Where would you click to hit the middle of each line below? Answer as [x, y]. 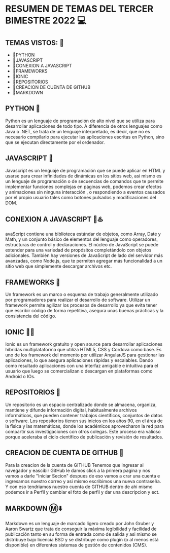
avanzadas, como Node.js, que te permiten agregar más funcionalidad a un [84, 261]
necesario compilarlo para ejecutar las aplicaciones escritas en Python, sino [85, 137]
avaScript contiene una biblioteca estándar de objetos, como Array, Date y [83, 234]
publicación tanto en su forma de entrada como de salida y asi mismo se [81, 534]
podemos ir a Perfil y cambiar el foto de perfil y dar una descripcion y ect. [82, 492]
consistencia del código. [31, 316]
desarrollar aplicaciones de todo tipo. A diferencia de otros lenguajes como [84, 126]
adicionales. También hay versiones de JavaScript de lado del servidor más [84, 255]
